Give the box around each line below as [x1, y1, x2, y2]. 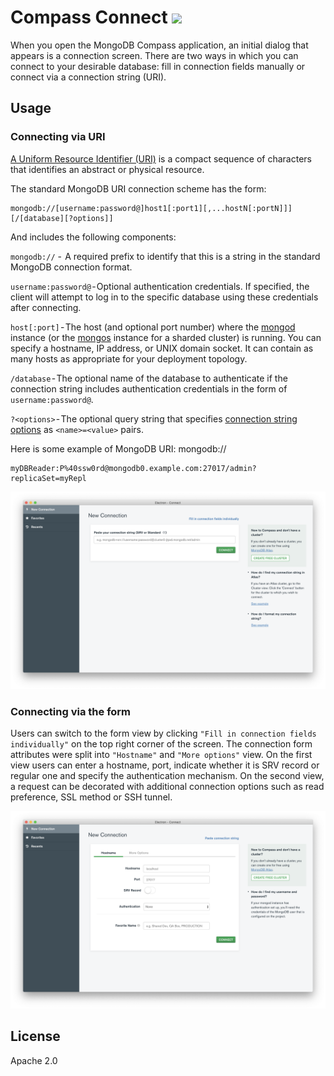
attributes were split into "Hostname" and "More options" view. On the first [10, 748, 313, 760]
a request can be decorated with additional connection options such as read [10, 780, 325, 792]
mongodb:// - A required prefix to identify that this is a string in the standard [10, 250, 321, 262]
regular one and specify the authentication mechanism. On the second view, [10, 769, 325, 781]
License [10, 1028, 61, 1045]
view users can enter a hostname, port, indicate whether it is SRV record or [10, 759, 320, 771]
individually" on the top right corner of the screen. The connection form [10, 737, 313, 750]
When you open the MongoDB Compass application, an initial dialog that [10, 39, 309, 51]
